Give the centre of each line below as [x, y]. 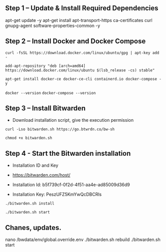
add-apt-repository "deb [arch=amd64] [45, 66]
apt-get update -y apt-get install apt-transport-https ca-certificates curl [79, 20]
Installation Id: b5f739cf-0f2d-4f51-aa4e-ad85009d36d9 [71, 185]
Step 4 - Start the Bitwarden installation [68, 153]
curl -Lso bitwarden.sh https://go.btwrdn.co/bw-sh [60, 129]
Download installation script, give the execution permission [73, 120]
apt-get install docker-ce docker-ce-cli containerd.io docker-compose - [83, 79]
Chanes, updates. [33, 227]
